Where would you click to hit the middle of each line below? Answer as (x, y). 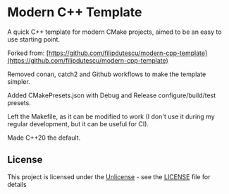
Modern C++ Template (75, 12)
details (17, 184)
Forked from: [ (28, 53)
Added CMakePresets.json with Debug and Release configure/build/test (112, 95)
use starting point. (34, 39)
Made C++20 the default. (44, 138)
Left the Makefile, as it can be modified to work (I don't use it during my (111, 116)
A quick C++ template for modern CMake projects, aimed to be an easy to (114, 32)
